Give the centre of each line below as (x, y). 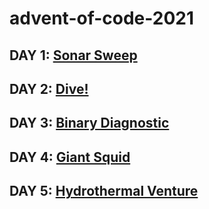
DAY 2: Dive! (49, 88)
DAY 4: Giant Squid (70, 157)
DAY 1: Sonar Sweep (73, 55)
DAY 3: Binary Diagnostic (89, 123)
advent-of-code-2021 (102, 18)
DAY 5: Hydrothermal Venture (104, 191)
